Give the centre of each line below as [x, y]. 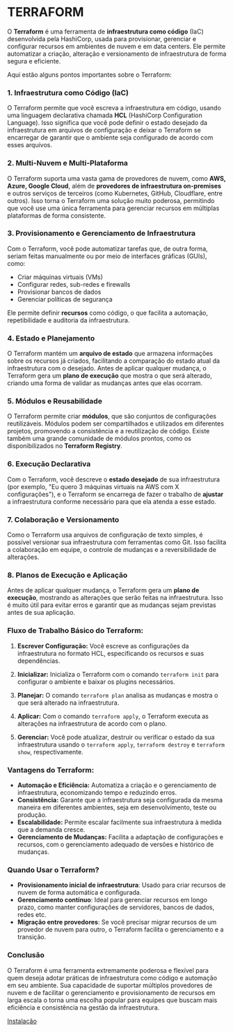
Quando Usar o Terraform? [53, 869]
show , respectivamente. [50, 751]
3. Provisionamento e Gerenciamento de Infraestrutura [102, 233]
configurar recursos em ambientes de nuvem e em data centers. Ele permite [116, 46]
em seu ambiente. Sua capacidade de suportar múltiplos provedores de [110, 985]
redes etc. [32, 915]
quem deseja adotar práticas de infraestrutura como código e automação [112, 978]
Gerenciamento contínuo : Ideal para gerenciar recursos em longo [112, 900]
